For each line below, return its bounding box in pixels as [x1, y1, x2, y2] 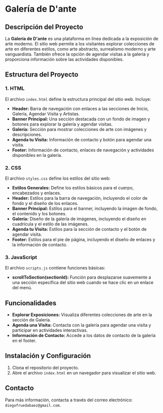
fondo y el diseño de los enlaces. [12, 200, 79, 206]
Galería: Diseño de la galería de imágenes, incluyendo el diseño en [12, 216, 147, 222]
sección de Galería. [12, 317, 51, 323]
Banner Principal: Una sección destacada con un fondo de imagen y [12, 116, 150, 122]
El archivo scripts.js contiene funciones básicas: [5, 265, 106, 271]
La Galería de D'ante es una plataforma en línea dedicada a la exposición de [5, 36, 159, 41]
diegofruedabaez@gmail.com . [5, 402, 61, 408]
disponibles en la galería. [12, 152, 62, 158]
